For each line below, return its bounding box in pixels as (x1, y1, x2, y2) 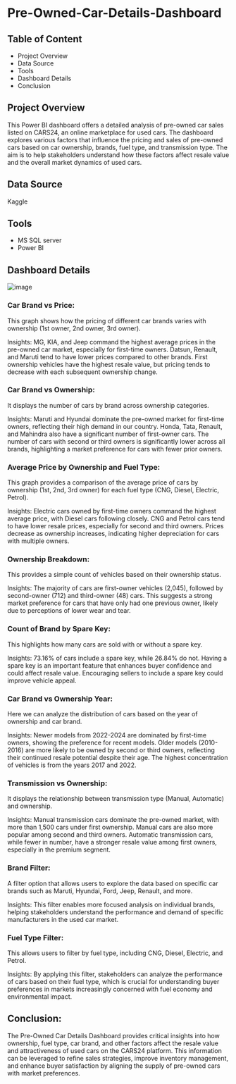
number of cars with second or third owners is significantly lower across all (7, 437, 225, 445)
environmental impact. (7, 992, 73, 1001)
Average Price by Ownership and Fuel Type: (7, 462, 161, 472)
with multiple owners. (7, 537, 70, 545)
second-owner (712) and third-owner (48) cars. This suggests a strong (7, 592, 213, 600)
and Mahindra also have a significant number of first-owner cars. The (7, 430, 209, 438)
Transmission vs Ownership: (7, 778, 108, 788)
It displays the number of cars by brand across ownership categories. (7, 401, 209, 409)
